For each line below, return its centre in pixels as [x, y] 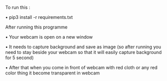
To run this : [18, 7]
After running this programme [37, 27]
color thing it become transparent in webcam [53, 73]
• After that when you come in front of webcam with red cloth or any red [81, 67]
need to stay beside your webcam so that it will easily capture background [83, 52]
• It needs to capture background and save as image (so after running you [83, 47]
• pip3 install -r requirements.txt [39, 17]
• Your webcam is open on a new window [49, 37]
